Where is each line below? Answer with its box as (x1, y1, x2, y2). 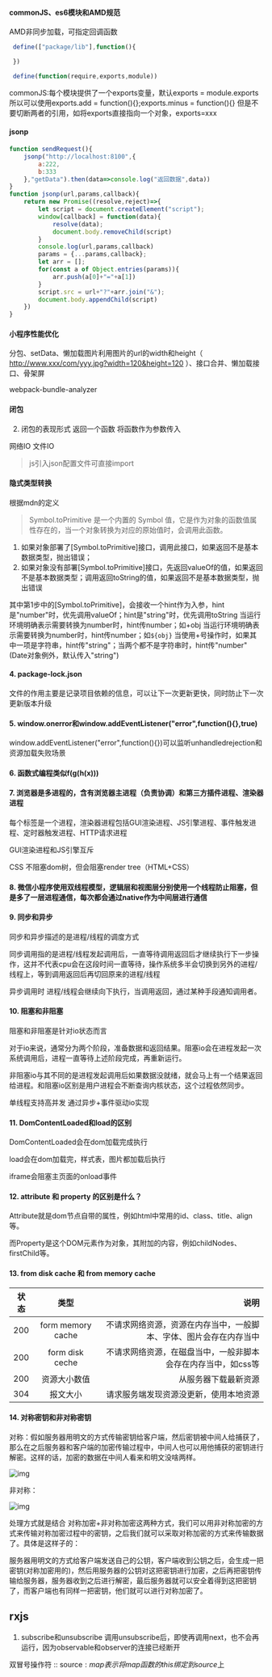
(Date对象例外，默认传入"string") (9, 650, 119, 660)
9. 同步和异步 (9, 912, 53, 922)
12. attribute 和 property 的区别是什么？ (9, 1191, 142, 1201)
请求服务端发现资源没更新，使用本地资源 (105, 1388, 260, 1400)
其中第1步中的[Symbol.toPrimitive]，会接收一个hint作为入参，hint (9, 599, 225, 610)
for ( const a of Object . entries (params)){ (38, 265, 180, 274)
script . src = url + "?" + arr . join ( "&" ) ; (38, 288, 165, 296)
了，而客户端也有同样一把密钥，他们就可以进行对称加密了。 (9, 1586, 207, 1595)
